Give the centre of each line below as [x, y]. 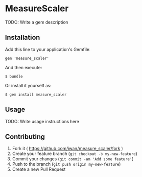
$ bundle [14, 76]
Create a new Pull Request [39, 169]
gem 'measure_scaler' [27, 58]
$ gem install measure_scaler [36, 94]
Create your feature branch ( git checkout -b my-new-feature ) [75, 154]
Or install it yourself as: [28, 85]
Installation [23, 38]
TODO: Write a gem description [37, 22]
